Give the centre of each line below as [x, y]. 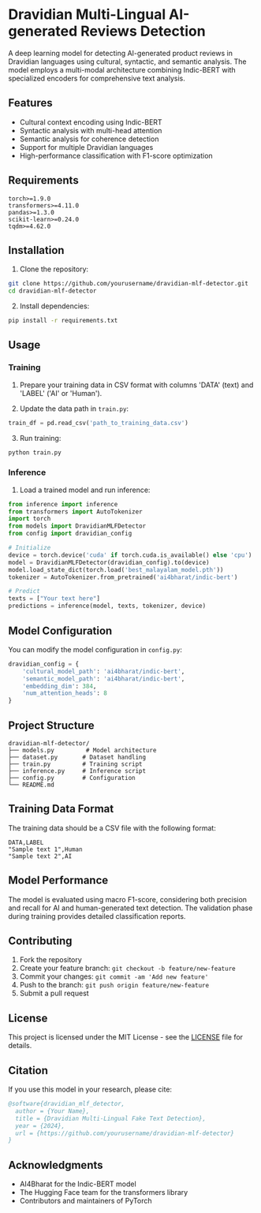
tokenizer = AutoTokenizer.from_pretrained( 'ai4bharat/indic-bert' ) [123, 577]
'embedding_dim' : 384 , [60, 686]
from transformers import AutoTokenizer [76, 511]
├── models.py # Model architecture [82, 750]
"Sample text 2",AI [40, 856]
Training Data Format [61, 809]
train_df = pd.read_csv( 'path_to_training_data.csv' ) [99, 423]
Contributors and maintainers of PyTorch [86, 1201]
